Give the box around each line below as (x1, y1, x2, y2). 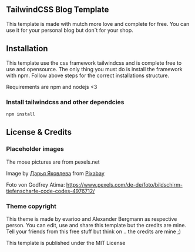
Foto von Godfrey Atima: (6, 181, 65, 188)
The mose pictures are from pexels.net (6, 158, 100, 165)
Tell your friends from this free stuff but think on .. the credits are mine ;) (6, 228, 181, 235)
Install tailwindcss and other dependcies (6, 98, 125, 106)
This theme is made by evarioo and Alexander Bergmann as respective (6, 215, 177, 223)
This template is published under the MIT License (6, 239, 126, 246)
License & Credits (6, 127, 72, 137)
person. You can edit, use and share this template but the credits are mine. (6, 221, 187, 228)
